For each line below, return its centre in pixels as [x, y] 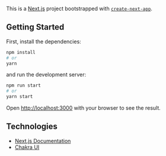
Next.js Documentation [43, 141]
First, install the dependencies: [44, 42]
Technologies [32, 127]
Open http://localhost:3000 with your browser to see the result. [84, 108]
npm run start [24, 85]
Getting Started [35, 27]
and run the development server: [46, 75]
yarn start [20, 97]
